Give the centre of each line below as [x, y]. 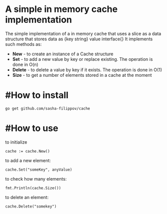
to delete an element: [27, 197]
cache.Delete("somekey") [31, 206]
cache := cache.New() [28, 151]
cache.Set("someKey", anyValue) [39, 170]
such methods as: [23, 44]
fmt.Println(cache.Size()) [33, 188]
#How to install [37, 95]
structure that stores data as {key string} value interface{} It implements [79, 39]
